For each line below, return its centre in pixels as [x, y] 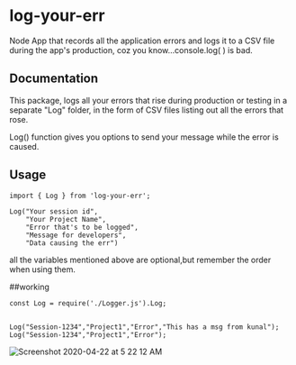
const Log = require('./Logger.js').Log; [88, 303]
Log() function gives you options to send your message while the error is [144, 137]
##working [29, 287]
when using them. [43, 269]
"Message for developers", [76, 235]
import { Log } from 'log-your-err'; [80, 196]
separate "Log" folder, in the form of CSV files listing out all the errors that [147, 110]
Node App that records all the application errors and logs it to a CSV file [142, 41]
